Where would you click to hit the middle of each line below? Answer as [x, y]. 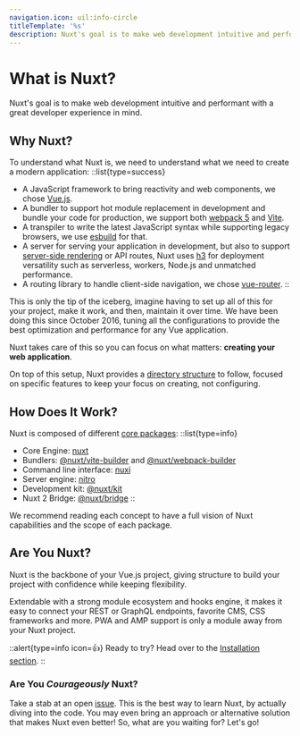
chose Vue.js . [47, 199]
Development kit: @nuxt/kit [72, 488]
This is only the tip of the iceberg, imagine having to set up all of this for [142, 301]
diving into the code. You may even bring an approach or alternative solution [150, 713]
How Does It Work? [63, 412]
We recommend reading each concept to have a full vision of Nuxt [131, 515]
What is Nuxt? [62, 78]
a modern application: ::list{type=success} [87, 172]
